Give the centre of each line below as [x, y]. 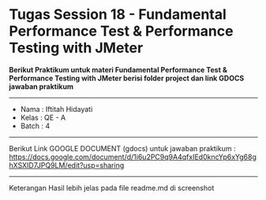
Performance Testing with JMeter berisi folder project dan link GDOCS [127, 78]
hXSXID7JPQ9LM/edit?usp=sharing [67, 165]
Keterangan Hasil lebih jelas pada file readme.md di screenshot [112, 187]
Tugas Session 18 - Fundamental [118, 15]
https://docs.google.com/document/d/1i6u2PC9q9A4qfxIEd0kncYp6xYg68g [133, 157]
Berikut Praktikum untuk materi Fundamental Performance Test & [118, 69]
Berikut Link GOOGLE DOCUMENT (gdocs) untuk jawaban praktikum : [122, 148]
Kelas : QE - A [43, 117]
